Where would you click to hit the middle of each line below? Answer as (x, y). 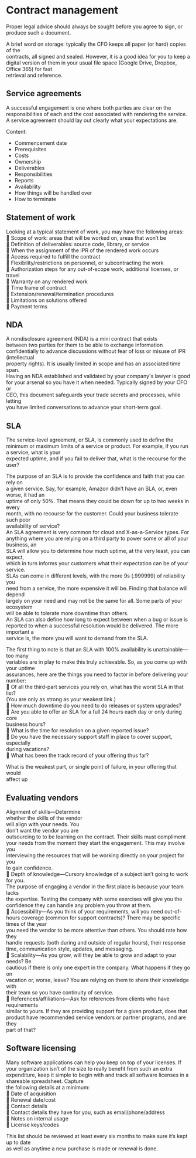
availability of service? (33, 526)
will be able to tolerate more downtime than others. (67, 613)
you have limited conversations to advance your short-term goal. (84, 407)
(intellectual (20, 358)
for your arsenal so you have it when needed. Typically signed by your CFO (97, 382)
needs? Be (19, 961)
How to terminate (35, 199)
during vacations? (28, 749)
